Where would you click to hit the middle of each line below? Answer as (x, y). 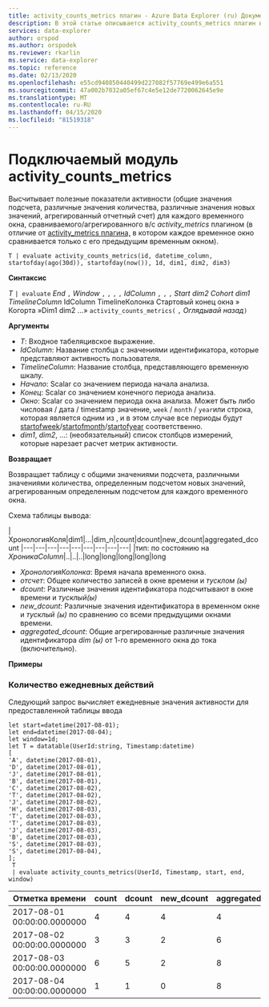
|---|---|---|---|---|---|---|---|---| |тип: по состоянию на (115, 548)
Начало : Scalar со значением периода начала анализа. (114, 383)
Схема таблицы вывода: (50, 515)
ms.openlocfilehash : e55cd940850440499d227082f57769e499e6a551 (116, 82)
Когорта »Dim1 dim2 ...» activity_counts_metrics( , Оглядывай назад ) (128, 310)
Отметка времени (50, 899)
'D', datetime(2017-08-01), (55, 768)
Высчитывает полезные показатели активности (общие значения (120, 199)
